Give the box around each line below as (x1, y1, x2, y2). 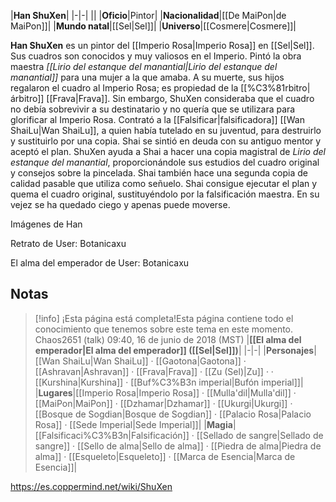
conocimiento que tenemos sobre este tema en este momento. (34, 323, 294, 335)
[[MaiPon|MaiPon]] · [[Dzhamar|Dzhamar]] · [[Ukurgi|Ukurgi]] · (34, 397, 293, 409)
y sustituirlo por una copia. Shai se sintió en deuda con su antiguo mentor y (10, 135, 322, 147)
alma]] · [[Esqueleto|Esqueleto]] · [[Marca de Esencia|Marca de (34, 450, 296, 462)
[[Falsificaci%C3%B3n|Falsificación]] (34, 429, 190, 441)
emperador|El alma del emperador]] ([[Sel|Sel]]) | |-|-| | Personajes (34, 344, 315, 356)
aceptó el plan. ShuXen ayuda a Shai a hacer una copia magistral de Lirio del (10, 146, 326, 157)
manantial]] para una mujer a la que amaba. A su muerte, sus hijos (10, 71, 285, 83)
